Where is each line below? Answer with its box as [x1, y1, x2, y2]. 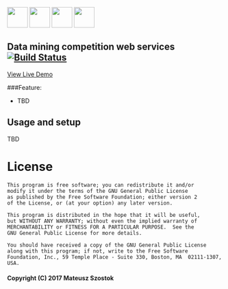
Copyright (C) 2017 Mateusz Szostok [7, 274, 114, 282]
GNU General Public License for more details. [7, 229, 142, 236]
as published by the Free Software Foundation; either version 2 [7, 194, 197, 200]
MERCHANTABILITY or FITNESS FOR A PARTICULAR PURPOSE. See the [7, 223, 194, 231]
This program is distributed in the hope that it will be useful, [7, 211, 201, 218]
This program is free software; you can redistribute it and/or [7, 181, 194, 188]
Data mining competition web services [7, 41, 175, 53]
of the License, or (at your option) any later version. [7, 199, 173, 207]
